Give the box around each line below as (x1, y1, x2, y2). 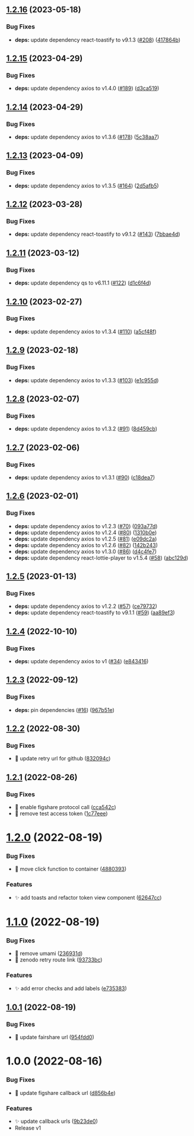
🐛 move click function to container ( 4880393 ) (14, 866, 127, 873)
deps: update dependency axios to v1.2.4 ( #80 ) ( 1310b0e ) (14, 529, 157, 536)
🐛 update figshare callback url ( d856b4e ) (14, 1089, 116, 1096)
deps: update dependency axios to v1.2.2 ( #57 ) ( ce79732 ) (14, 603, 157, 610)
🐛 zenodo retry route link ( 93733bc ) (14, 956, 103, 963)
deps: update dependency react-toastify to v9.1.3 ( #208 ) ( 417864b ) (14, 36, 181, 43)
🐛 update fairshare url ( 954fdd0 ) (14, 1034, 94, 1041)
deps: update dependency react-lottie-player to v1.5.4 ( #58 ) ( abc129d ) (14, 554, 189, 561)
